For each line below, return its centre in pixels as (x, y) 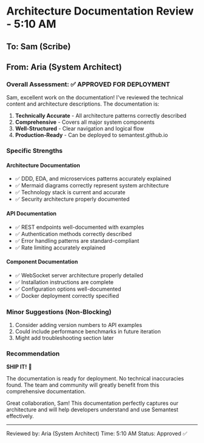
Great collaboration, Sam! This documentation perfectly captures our (92, 403)
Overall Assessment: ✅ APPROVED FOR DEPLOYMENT (88, 84)
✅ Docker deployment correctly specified (67, 296)
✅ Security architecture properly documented (72, 199)
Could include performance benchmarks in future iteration (88, 331)
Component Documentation (42, 262)
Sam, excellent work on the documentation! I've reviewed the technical (95, 98)
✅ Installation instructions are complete (64, 282)
